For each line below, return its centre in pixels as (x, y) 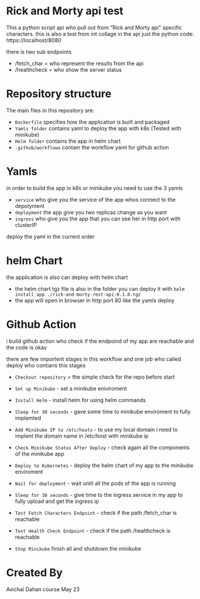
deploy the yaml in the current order (50, 236)
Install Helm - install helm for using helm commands (80, 400)
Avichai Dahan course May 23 (43, 589)
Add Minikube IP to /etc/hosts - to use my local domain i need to (96, 429)
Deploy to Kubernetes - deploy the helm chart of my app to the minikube (104, 465)
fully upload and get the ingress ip (57, 501)
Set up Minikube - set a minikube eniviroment (71, 388)
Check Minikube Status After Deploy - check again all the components (102, 447)
